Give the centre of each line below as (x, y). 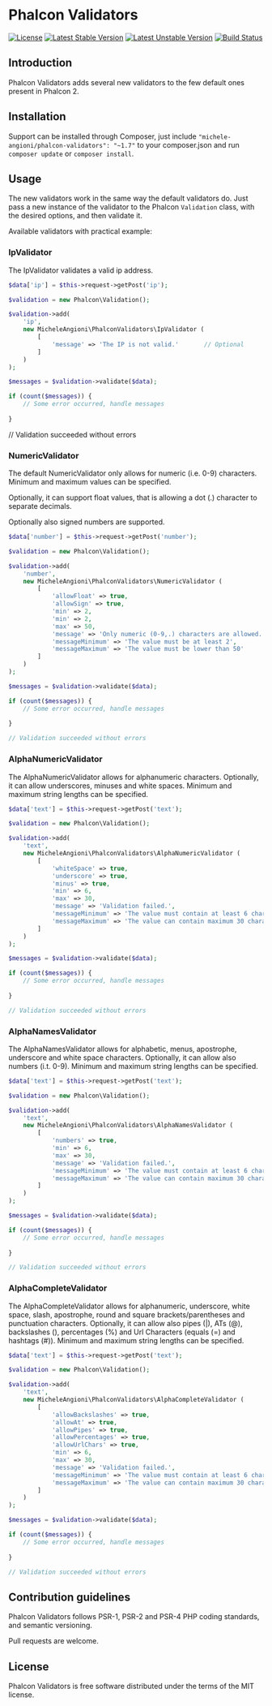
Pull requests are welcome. (53, 1641)
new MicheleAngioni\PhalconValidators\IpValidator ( (114, 330)
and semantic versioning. (51, 1626)
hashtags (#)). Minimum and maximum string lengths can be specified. (126, 1340)
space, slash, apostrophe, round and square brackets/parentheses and (127, 1314)
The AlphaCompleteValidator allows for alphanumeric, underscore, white (130, 1306)
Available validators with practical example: (80, 231)
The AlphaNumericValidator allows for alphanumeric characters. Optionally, (134, 777)
